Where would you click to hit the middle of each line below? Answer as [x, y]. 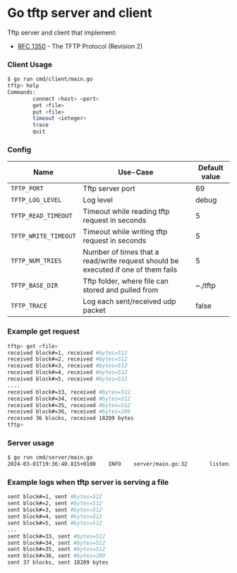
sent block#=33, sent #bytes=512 [56, 536]
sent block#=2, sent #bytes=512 [55, 503]
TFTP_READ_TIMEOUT [42, 216]
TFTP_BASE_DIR [35, 286]
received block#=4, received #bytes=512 [68, 373]
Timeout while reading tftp [127, 212]
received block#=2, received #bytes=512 [68, 359]
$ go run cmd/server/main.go [50, 458]
